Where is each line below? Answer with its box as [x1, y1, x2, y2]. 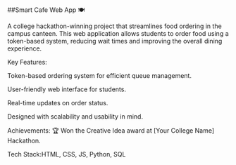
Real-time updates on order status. [7, 99, 108, 107]
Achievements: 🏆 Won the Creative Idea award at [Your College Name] [7, 126, 215, 135]
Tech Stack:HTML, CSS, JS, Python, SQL [7, 150, 126, 158]
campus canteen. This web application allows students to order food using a [7, 29, 229, 37]
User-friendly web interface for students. [7, 85, 127, 93]
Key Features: [7, 58, 47, 66]
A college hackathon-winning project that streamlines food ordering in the [7, 22, 222, 30]
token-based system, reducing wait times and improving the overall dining [7, 37, 223, 45]
